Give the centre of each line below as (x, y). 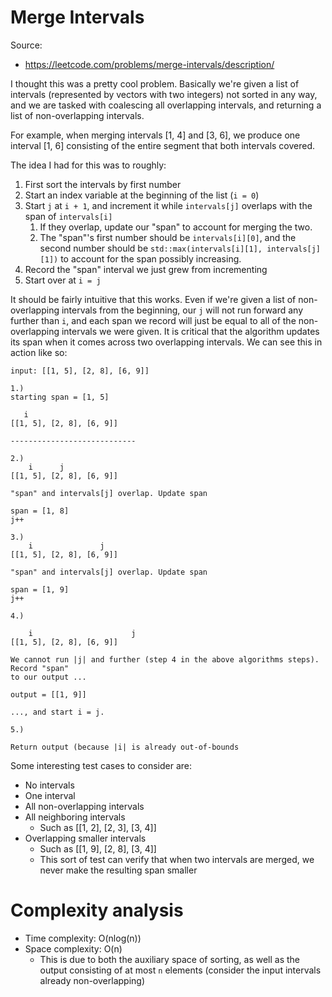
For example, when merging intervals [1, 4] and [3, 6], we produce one (155, 135)
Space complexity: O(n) (73, 948)
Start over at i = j (63, 280)
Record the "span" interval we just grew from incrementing (146, 269)
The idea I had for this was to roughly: (88, 165)
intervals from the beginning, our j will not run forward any (182, 310)
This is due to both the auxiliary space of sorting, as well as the (170, 959)
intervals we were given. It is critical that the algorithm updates (190, 331)
